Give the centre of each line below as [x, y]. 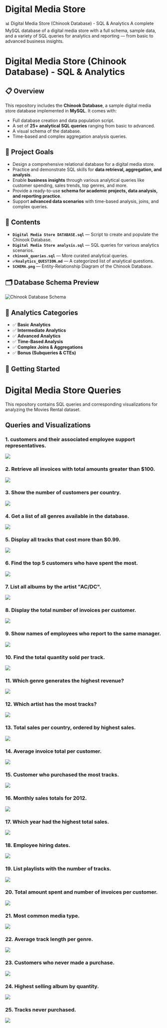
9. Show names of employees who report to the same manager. [83, 634]
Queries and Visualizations [48, 425]
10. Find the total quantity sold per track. [55, 657]
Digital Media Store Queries [63, 390]
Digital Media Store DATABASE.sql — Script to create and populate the [85, 234]
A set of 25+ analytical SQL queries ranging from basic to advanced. [84, 125]
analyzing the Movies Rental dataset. [43, 409]
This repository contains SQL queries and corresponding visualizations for [82, 404]
